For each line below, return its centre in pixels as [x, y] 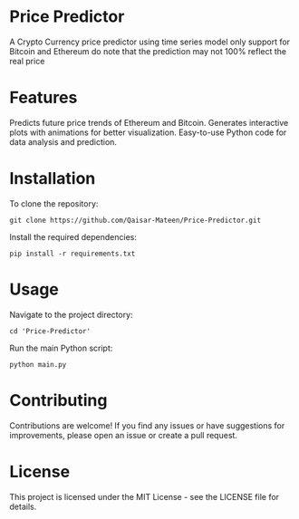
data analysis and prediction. [63, 141]
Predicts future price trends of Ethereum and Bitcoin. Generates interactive [149, 122]
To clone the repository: [54, 203]
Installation [53, 179]
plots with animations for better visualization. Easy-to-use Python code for [148, 132]
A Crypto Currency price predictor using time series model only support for [150, 42]
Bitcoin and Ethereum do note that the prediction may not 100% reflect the [148, 51]
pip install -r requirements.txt [72, 254]
